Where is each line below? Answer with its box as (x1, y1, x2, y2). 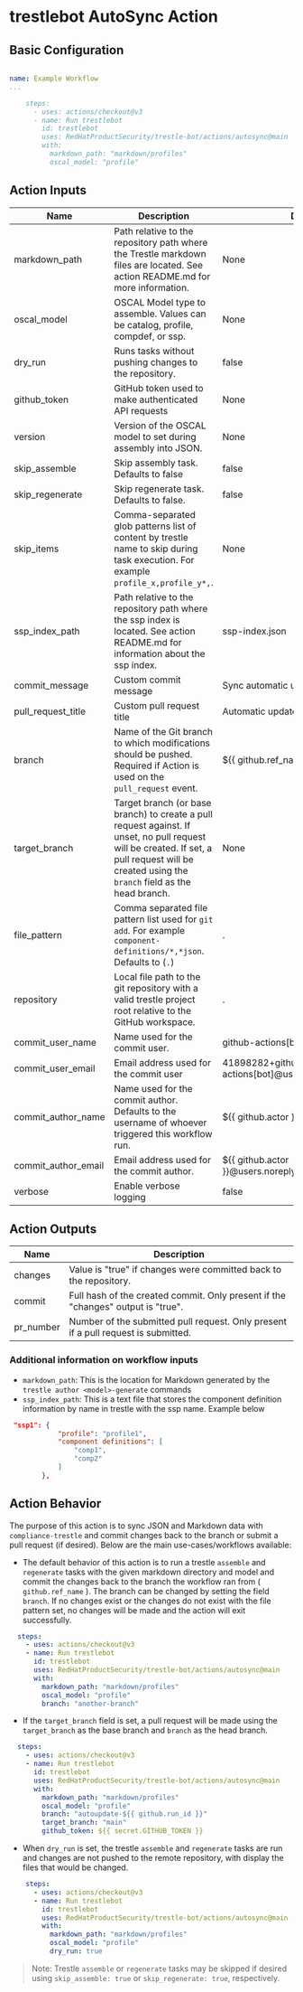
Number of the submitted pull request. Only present (69, 1315, 287, 1328)
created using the (114, 864, 188, 877)
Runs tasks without (114, 344, 195, 357)
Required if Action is (114, 759, 200, 772)
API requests (114, 404, 169, 417)
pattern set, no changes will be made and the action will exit (22, 1604, 246, 1615)
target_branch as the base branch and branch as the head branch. (22, 1724, 269, 1736)
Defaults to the (114, 1104, 177, 1117)
